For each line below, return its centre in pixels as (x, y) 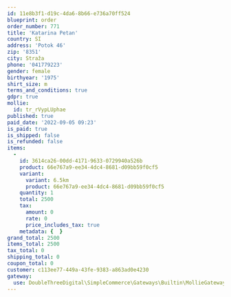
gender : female (29, 71)
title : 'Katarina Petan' (43, 33)
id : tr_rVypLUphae (40, 110)
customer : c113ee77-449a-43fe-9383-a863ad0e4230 (78, 269)
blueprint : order (32, 20)
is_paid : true (27, 129)
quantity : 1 (36, 193)
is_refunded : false (35, 142)
